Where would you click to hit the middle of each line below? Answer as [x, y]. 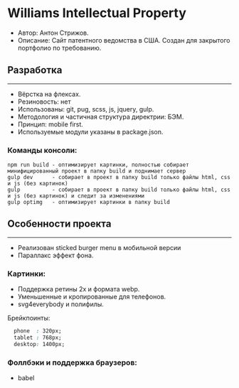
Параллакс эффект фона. [55, 255]
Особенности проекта [59, 224]
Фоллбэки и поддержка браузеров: [72, 362]
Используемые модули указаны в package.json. [90, 131]
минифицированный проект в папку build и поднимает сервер [97, 171]
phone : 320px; [38, 331]
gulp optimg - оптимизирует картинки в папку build [89, 203]
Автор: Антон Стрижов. [53, 33]
